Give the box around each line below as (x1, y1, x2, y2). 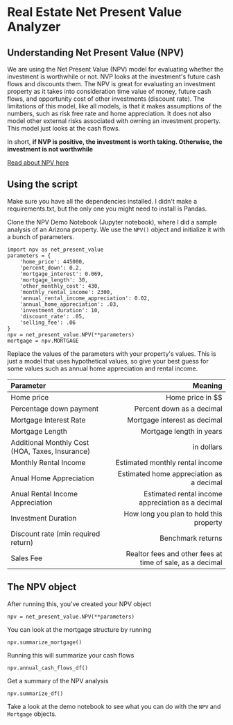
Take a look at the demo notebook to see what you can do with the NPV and (7, 702, 221, 710)
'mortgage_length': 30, (19, 276, 89, 284)
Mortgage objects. (7, 710, 57, 718)
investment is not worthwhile (7, 145, 94, 153)
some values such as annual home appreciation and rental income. (7, 364, 198, 373)
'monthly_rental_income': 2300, (19, 288, 113, 295)
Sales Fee (10, 553, 43, 563)
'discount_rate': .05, (19, 313, 85, 320)
